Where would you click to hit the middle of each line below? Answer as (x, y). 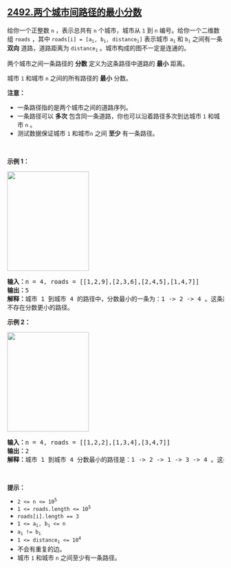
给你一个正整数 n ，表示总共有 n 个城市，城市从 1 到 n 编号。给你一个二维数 (113, 30)
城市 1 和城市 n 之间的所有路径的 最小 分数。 (69, 78)
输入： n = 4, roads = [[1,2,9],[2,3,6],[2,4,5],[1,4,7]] (103, 282)
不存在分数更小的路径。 (40, 307)
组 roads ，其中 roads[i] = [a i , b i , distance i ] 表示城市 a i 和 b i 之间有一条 (115, 39)
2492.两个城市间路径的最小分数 (75, 12)
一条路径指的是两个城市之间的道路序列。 (74, 107)
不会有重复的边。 (41, 549)
